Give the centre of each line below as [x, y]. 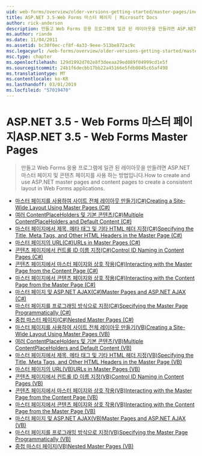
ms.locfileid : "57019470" [38, 90]
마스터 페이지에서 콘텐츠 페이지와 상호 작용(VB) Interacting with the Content [105, 404]
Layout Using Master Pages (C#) [69, 207]
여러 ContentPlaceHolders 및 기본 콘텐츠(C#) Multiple [79, 214]
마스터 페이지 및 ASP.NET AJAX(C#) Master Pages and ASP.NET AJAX [100, 292]
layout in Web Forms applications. [63, 188]
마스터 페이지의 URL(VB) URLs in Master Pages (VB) [78, 369]
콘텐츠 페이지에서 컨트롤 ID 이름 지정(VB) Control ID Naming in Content [99, 376]
